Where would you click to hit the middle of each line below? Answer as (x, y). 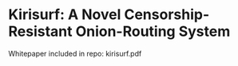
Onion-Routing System (153, 31)
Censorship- (167, 15)
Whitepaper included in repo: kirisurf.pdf (75, 53)
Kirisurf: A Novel (65, 15)
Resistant (41, 31)
